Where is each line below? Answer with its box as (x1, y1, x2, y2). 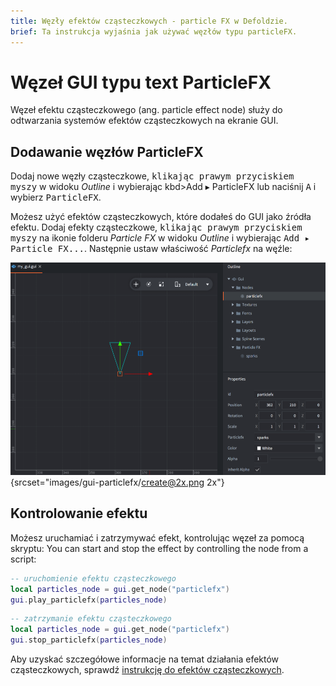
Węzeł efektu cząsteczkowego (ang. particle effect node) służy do (10, 104, 283, 116)
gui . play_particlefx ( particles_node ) (10, 595, 168, 605)
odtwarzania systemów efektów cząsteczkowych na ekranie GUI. (10, 115, 279, 127)
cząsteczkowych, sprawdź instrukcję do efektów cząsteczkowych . (10, 664, 285, 676)
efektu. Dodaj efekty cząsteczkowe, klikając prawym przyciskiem (10, 221, 303, 234)
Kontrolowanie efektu (10, 505, 148, 522)
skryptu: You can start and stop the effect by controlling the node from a (10, 542, 309, 554)
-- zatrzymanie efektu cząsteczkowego (10, 614, 172, 624)
